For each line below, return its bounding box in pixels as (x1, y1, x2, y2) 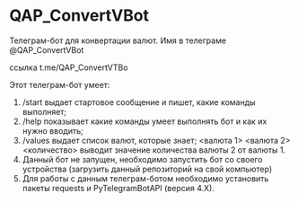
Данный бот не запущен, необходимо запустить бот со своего (22, 154, 263, 164)
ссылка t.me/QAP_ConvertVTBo (9, 62, 128, 73)
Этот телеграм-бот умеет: (9, 79, 110, 90)
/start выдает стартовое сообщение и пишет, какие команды (22, 96, 256, 108)
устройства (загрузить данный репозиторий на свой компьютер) (22, 163, 273, 174)
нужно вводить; (22, 125, 83, 136)
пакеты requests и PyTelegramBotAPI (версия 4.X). (22, 182, 215, 193)
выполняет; (22, 106, 67, 117)
